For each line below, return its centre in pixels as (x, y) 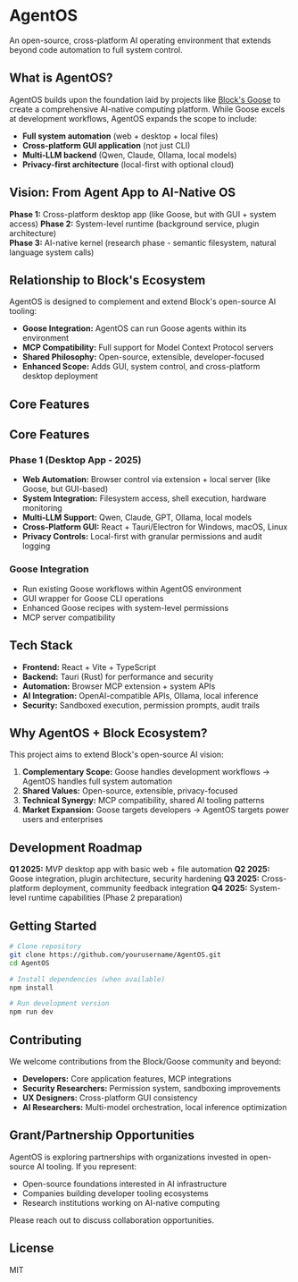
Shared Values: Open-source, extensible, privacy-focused (130, 791)
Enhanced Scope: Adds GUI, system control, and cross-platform (141, 367)
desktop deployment (60, 376)
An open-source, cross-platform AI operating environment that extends (141, 40)
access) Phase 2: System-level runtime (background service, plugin (134, 224)
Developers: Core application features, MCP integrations (127, 1078)
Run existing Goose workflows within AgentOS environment (132, 589)
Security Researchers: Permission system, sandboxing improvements (151, 1088)
